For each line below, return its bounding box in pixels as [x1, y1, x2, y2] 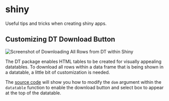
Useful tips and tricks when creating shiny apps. [5, 20, 107, 26]
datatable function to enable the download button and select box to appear [5, 84, 164, 90]
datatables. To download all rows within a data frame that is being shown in [5, 63, 164, 70]
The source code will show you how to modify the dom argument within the [5, 79, 162, 85]
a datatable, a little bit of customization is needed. [5, 69, 110, 75]
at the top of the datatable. [5, 90, 61, 96]
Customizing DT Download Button [5, 35, 115, 44]
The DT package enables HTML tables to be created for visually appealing [5, 58, 162, 64]
